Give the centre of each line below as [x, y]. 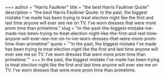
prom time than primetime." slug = [40, 28]
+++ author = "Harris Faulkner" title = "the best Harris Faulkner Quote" [77, 7]
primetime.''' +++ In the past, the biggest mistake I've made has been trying [82, 59]
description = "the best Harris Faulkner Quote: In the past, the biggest [76, 12]
